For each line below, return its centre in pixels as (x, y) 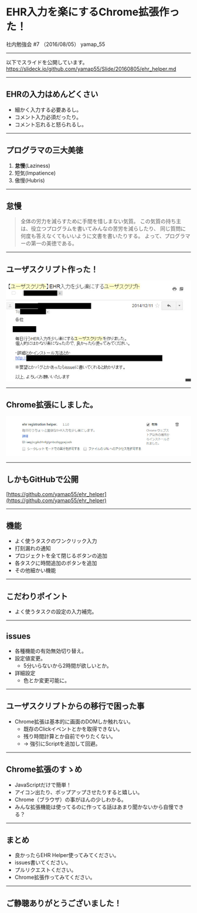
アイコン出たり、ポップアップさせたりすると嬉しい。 (79, 792)
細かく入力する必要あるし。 (48, 109)
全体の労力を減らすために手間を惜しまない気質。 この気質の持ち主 (101, 221)
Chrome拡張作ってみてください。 (55, 877)
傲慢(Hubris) (30, 180)
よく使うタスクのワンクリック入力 (56, 541)
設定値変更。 (30, 658)
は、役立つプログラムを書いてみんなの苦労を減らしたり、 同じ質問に (103, 229)
